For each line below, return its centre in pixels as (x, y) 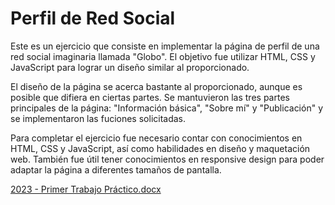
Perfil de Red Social (93, 18)
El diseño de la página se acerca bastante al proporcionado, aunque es (156, 86)
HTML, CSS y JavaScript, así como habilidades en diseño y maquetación (160, 148)
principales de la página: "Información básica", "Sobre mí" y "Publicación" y (167, 108)
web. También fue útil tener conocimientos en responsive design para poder (167, 159)
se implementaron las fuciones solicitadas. (98, 118)
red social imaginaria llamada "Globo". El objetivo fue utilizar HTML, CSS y (163, 56)
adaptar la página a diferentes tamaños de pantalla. (116, 169)
